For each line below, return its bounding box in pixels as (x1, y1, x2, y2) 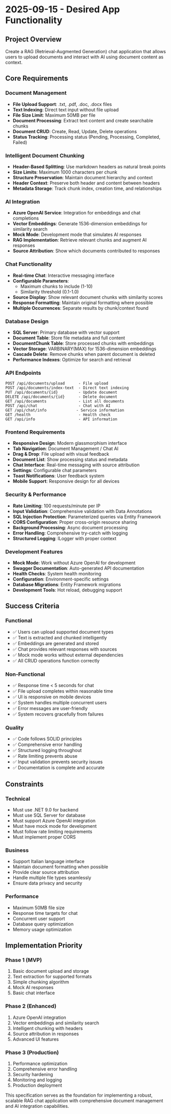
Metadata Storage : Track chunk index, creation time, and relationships (12, 185, 162, 191)
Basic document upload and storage (12, 968, 89, 974)
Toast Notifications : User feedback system (12, 473, 105, 479)
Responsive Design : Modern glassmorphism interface (12, 440, 128, 446)
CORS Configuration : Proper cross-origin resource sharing (12, 519, 138, 525)
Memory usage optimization (12, 926, 72, 932)
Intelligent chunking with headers (12, 1025, 83, 1031)
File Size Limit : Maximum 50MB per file (12, 112, 96, 118)
